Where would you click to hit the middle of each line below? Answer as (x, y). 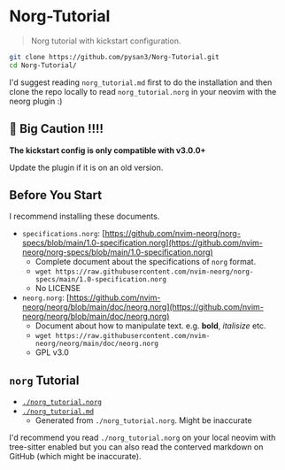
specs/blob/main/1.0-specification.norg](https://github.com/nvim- (142, 243)
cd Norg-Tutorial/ (43, 65)
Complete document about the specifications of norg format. (146, 262)
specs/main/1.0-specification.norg (100, 280)
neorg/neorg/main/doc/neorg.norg (97, 344)
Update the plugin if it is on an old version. (86, 167)
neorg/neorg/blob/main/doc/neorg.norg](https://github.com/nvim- (142, 307)
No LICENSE (58, 289)
